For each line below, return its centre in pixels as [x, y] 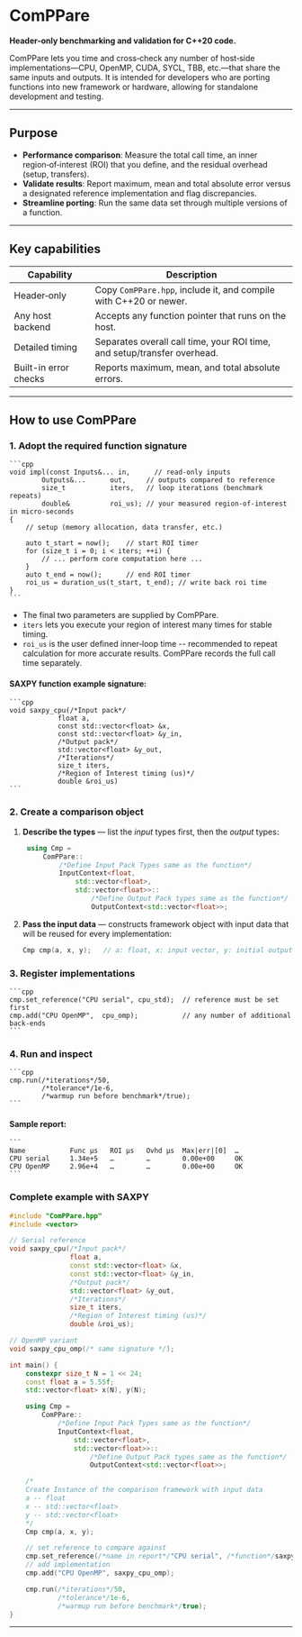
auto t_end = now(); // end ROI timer [108, 575]
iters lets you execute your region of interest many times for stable [147, 625]
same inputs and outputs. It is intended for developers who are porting [140, 77]
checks [29, 378]
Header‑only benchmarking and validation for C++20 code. [123, 41]
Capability [50, 274]
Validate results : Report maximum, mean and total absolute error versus [156, 183]
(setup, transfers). [56, 174]
